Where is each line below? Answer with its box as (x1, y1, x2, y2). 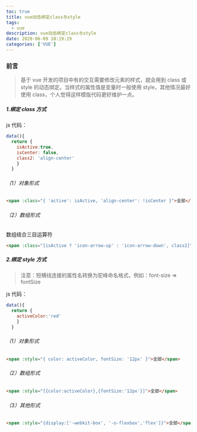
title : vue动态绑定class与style (6, 14, 81, 20)
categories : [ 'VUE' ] (6, 42, 57, 48)
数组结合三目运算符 (6, 230, 53, 238)
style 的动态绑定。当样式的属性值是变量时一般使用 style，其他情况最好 (20, 83, 191, 91)
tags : (6, 19, 19, 25)
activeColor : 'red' (16, 313, 62, 319)
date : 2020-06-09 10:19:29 (6, 36, 72, 42)
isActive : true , (16, 144, 54, 150)
